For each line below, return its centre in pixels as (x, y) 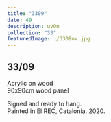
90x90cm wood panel (38, 90)
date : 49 (20, 20)
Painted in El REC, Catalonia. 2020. (56, 111)
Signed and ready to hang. (45, 103)
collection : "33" (32, 33)
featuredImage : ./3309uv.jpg (49, 39)
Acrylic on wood (30, 83)
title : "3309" (27, 13)
